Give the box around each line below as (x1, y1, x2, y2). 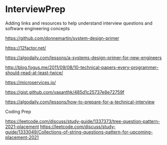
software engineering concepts (5, 25, 70, 31)
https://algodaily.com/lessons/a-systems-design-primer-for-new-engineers (5, 54, 162, 61)
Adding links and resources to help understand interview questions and (5, 20, 153, 26)
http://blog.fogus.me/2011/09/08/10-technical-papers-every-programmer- (5, 64, 159, 70)
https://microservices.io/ (5, 79, 56, 85)
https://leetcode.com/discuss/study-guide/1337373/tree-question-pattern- (5, 118, 160, 124)
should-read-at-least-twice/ (5, 69, 64, 76)
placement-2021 (5, 134, 39, 140)
